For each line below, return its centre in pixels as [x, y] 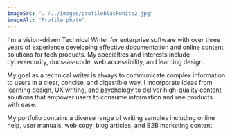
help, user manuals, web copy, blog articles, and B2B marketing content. [111, 125]
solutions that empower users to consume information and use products [110, 97]
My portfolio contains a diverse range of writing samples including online [111, 117]
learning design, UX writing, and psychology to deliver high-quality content [114, 90]
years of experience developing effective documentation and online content [115, 47]
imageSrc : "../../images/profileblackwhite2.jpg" [80, 13]
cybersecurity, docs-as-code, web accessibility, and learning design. [106, 61]
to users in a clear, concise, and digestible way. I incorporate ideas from [110, 82]
